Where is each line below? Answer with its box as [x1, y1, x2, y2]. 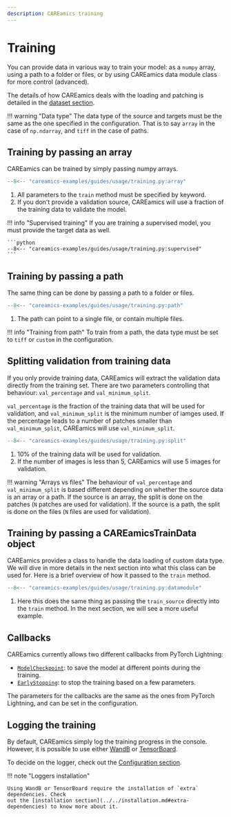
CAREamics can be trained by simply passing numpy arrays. [7, 165, 178, 173]
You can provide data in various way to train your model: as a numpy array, [7, 63, 216, 71]
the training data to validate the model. [17, 205, 128, 214]
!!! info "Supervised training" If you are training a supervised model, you [7, 219, 211, 227]
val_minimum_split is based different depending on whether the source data [7, 485, 223, 493]
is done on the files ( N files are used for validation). [7, 507, 152, 515]
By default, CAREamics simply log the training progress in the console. [7, 737, 208, 746]
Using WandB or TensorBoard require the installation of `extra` [7, 784, 199, 792]
